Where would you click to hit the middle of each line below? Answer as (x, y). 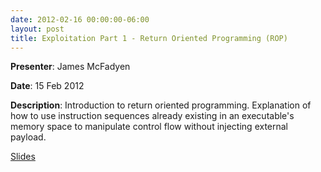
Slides (23, 157)
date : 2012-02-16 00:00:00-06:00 (80, 19)
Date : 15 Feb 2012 (47, 86)
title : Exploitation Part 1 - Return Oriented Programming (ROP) (149, 38)
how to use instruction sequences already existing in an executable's (152, 116)
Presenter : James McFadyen (70, 67)
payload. (28, 137)
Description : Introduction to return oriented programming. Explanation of (161, 105)
